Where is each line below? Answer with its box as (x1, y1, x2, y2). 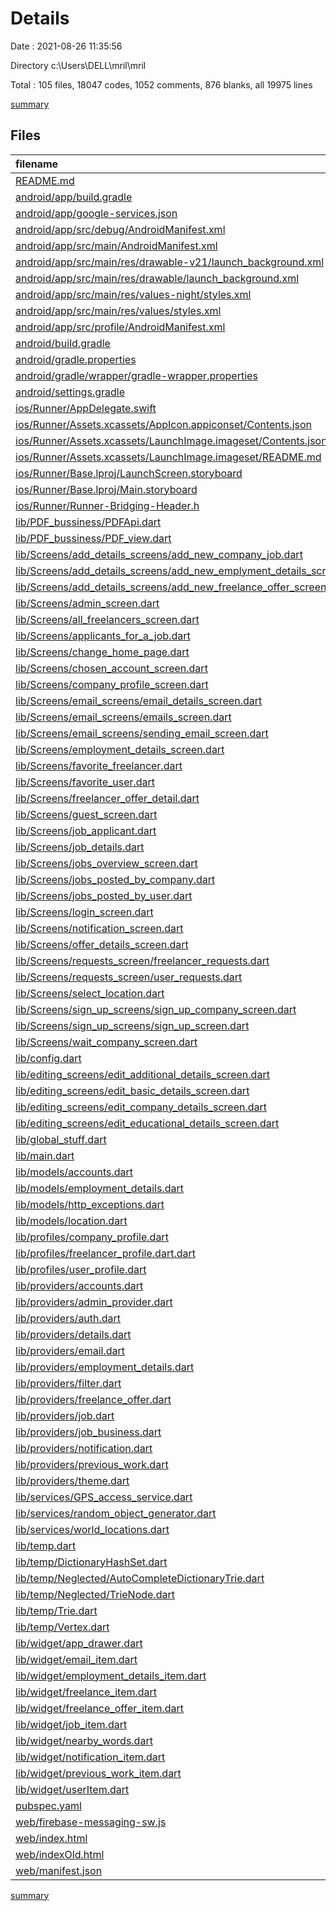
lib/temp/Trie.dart (15, 1603, 98, 1617)
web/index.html (15, 1831, 88, 1845)
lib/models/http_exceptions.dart (15, 1197, 165, 1211)
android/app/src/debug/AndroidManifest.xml (15, 222, 226, 236)
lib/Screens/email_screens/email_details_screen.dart (15, 693, 263, 707)
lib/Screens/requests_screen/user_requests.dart (15, 970, 243, 984)
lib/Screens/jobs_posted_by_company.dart (15, 872, 216, 886)
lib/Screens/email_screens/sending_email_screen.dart (15, 726, 269, 740)
